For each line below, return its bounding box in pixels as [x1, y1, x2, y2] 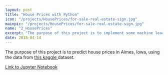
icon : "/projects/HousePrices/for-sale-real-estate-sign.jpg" [5, 16, 137, 21]
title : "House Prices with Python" [5, 12, 79, 17]
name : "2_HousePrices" [5, 26, 52, 31]
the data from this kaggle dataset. [5, 54, 75, 60]
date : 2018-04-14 [5, 35, 41, 40]
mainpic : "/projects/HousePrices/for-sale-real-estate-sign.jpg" [5, 21, 144, 26]
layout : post [5, 7, 32, 12]
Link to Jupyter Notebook [5, 63, 58, 70]
